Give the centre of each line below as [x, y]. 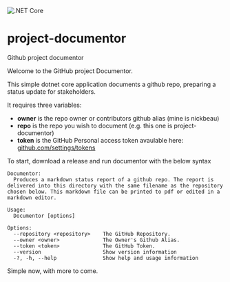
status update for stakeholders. [52, 91]
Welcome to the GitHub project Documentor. [70, 71]
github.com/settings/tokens [56, 148]
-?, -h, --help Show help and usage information [106, 258]
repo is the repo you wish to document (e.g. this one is [95, 125]
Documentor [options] [44, 216]
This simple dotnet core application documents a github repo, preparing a [112, 84]
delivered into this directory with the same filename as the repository [115, 185]
